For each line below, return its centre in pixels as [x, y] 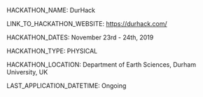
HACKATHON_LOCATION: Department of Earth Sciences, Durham [101, 65]
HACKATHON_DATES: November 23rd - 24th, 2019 [80, 37]
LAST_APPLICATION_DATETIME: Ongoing [66, 86]
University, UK [27, 72]
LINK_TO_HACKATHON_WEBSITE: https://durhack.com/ [87, 24]
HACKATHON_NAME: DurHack [51, 10]
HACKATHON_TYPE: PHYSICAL [52, 51]
